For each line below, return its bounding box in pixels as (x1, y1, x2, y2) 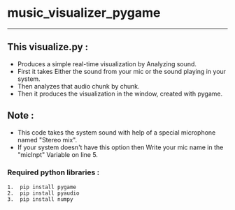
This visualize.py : (7, 41, 89, 53)
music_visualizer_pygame (7, 5, 161, 21)
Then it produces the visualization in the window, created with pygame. (17, 89, 222, 98)
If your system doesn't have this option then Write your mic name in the (17, 143, 224, 151)
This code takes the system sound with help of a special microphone (17, 128, 216, 137)
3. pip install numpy (7, 195, 73, 203)
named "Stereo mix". (17, 135, 78, 144)
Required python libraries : (7, 167, 100, 177)
